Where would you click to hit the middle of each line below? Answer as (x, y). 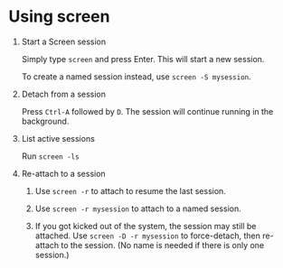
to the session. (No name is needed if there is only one (163, 245)
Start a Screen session (64, 42)
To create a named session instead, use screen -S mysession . (137, 76)
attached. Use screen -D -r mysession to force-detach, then (148, 236)
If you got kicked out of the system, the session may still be (146, 226)
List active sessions (58, 138)
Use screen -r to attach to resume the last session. (131, 190)
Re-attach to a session (63, 173)
